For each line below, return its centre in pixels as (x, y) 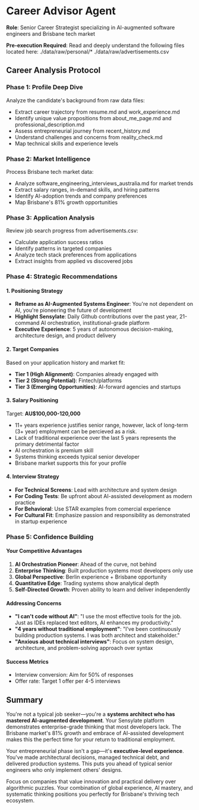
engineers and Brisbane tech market (51, 33)
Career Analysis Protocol (53, 71)
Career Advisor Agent (61, 11)
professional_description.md (50, 124)
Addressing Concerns (34, 603)
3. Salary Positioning (32, 401)
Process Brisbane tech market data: (50, 171)
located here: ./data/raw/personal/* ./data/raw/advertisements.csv (88, 51)
